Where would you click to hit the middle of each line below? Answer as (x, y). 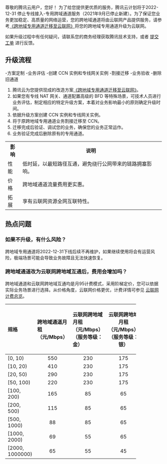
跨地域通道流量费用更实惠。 (55, 184)
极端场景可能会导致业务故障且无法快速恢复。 (59, 258)
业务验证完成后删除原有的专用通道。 (49, 133)
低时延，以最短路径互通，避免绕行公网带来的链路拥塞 (84, 163)
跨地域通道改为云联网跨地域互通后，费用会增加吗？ (66, 272)
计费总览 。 (16, 296)
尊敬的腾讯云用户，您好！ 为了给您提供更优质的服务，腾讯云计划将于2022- (82, 7)
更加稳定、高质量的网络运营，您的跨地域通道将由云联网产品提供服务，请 (83, 20)
